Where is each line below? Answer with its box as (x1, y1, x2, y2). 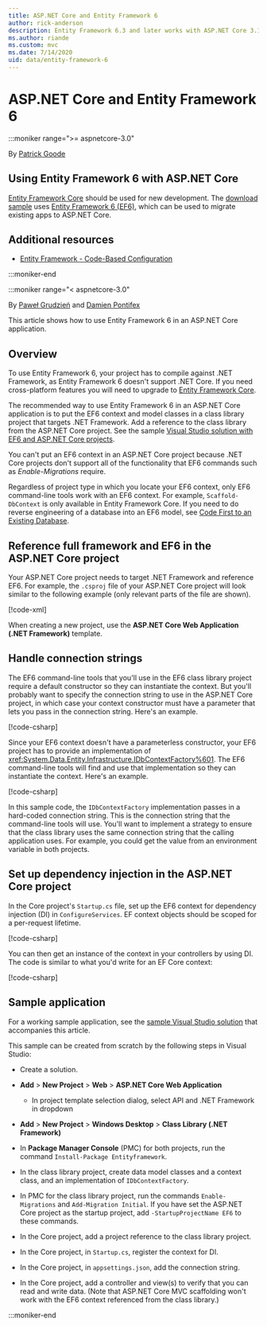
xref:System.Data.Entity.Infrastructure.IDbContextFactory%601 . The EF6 (8, 754, 246, 764)
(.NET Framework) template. (8, 629, 103, 639)
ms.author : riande (8, 33, 69, 42)
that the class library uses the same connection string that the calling (8, 827, 234, 837)
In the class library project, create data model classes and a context (19, 1167, 242, 1176)
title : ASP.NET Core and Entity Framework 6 (8, 11, 158, 20)
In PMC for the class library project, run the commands (19, 1191, 200, 1200)
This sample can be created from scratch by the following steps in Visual (8, 1040, 247, 1050)
